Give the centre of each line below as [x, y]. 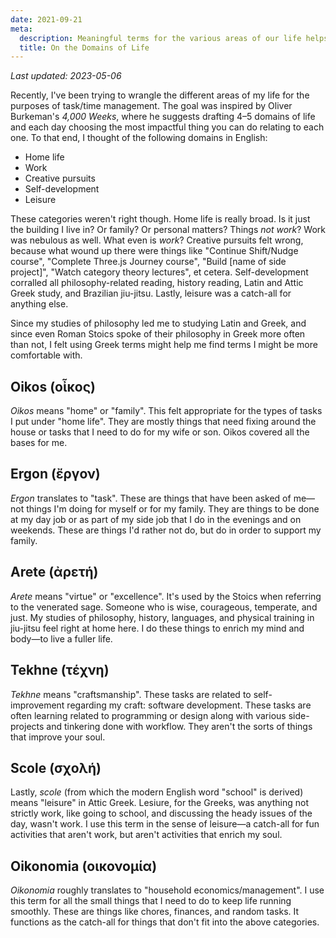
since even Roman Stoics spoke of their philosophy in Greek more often [158, 334]
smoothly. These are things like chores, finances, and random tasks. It [155, 912]
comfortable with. [46, 355]
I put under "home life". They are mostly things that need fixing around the [163, 422]
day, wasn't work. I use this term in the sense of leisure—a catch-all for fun [165, 824]
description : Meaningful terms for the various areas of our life [160, 38]
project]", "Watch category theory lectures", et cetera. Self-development [159, 272]
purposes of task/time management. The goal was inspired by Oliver [151, 106]
